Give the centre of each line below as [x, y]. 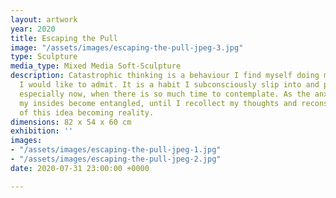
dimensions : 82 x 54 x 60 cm [71, 122]
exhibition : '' [42, 131]
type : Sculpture [44, 57]
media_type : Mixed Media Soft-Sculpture [96, 66]
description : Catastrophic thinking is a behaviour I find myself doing [165, 76]
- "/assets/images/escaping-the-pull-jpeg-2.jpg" [116, 159]
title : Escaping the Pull [64, 38]
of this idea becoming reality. [87, 112]
